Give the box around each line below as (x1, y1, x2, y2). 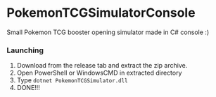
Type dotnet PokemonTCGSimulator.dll (16, 76, 128, 84)
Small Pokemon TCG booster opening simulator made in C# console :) (6, 28, 209, 36)
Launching (6, 45, 44, 55)
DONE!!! (16, 84, 40, 92)
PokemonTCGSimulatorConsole (6, 5, 196, 21)
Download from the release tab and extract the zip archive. (16, 61, 188, 70)
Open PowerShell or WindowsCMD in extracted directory (16, 68, 182, 77)
